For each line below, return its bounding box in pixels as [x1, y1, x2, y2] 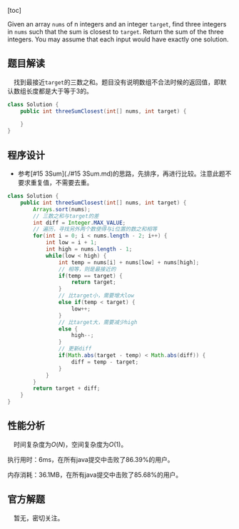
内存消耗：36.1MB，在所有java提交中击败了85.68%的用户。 [7, 470, 183, 479]
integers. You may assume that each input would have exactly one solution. [7, 35, 229, 44]
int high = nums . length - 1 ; [45, 246, 133, 253]
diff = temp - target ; [71, 358, 139, 366]
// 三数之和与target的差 [33, 212, 99, 220]
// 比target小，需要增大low [58, 292, 134, 299]
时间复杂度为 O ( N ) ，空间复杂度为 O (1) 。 [14, 440, 128, 448]
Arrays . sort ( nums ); [33, 206, 91, 213]
